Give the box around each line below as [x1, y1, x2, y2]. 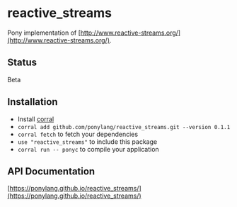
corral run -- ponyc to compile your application [17, 145, 159, 153]
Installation [7, 96, 58, 108]
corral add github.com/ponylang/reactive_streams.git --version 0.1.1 [17, 123, 231, 130]
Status [7, 57, 37, 69]
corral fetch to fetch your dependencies [17, 130, 139, 138]
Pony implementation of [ [7, 28, 81, 37]
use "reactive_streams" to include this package [17, 137, 158, 146]
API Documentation [7, 165, 96, 177]
